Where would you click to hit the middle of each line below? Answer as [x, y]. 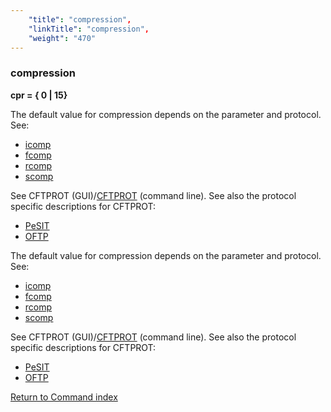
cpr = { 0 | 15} [39, 95]
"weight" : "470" [62, 38]
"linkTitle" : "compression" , [89, 29]
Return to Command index [64, 397]
